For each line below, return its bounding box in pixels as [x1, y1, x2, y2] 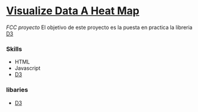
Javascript [14, 65, 41, 72]
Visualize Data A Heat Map [6, 4, 140, 18]
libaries [6, 86, 28, 94]
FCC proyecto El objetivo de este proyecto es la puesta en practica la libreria [6, 24, 193, 31]
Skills [6, 44, 22, 53]
